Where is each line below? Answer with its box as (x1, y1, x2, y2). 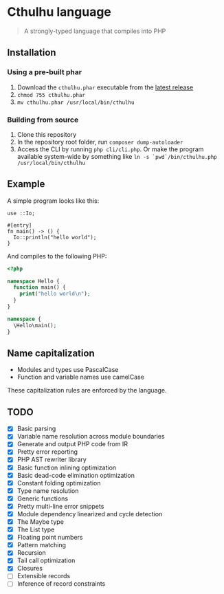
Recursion (16, 549, 46, 557)
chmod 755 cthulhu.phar (16, 91, 86, 98)
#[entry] (7, 221, 32, 229)
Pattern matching (16, 541, 67, 549)
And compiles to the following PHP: (7, 252, 107, 260)
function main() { (13, 284, 67, 291)
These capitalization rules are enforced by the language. (7, 386, 167, 395)
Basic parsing (16, 424, 56, 433)
